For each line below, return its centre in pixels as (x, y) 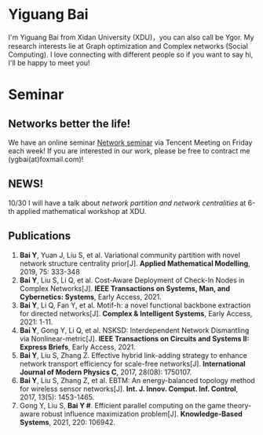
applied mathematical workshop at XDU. (81, 211)
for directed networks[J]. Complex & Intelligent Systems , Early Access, (136, 313)
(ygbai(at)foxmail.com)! (46, 159)
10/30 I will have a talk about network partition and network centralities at (127, 203)
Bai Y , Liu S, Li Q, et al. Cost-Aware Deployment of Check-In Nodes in (132, 280)
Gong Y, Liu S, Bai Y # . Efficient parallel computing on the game (122, 405)
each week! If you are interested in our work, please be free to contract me (129, 150)
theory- (239, 405)
